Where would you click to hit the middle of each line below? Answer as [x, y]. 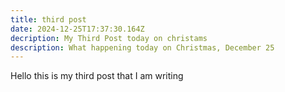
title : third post [48, 19]
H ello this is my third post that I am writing [97, 76]
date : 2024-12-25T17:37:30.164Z [77, 29]
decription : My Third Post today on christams [109, 38]
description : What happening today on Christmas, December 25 [142, 47]
